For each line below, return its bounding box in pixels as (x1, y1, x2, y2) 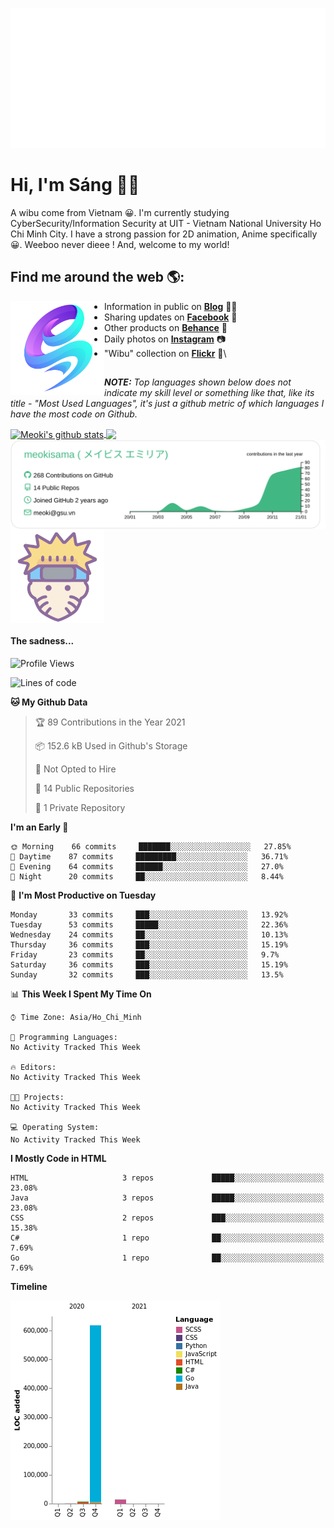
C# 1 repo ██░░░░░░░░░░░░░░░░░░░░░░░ (10, 1233, 325, 1243)
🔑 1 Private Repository (34, 801, 126, 813)
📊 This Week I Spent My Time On (10, 988, 152, 1000)
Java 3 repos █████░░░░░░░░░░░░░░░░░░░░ (10, 1193, 325, 1203)
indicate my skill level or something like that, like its (104, 387, 315, 399)
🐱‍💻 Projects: (10, 1092, 65, 1102)
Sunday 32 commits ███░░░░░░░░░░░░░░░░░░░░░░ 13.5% (10, 969, 284, 980)
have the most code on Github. (10, 408, 138, 420)
